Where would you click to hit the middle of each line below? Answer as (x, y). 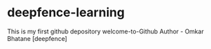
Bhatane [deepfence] (37, 38)
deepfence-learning (66, 13)
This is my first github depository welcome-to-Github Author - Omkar (105, 31)
